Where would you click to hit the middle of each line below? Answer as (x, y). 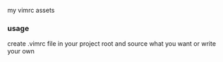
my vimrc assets (31, 10)
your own (21, 51)
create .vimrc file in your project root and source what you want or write (112, 44)
